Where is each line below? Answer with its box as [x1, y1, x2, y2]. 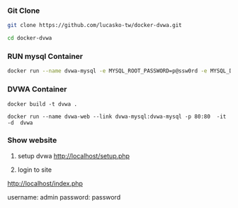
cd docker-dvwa [7, 35, 52, 42]
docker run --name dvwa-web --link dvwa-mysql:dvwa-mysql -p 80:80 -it [7, 113, 227, 120]
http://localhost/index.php [7, 179, 84, 187]
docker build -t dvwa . [7, 100, 78, 108]
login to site [17, 165, 52, 174]
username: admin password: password [7, 192, 121, 201]
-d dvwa [7, 119, 33, 126]
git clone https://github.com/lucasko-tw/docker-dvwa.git [7, 22, 182, 29]
